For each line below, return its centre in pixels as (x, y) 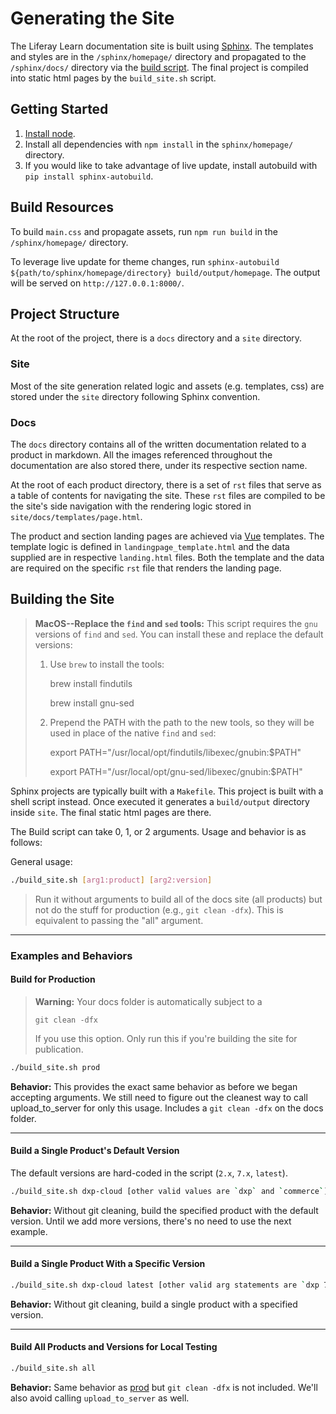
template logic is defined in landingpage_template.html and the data (150, 546)
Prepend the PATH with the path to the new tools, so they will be (182, 722)
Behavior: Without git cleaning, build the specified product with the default (164, 1210)
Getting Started (59, 109)
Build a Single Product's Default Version (95, 1151)
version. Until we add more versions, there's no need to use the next (151, 1221)
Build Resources (62, 207)
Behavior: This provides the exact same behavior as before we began (154, 1086)
